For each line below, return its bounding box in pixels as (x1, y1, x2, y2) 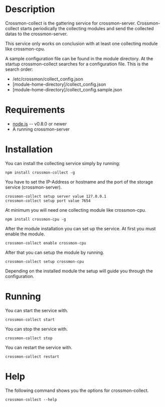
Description (5, 4, 55, 15)
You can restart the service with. (5, 344, 73, 350)
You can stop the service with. (5, 326, 68, 332)
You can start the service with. (5, 307, 69, 313)
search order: (5, 66, 34, 72)
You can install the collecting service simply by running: (5, 160, 120, 166)
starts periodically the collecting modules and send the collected (20, 25, 154, 31)
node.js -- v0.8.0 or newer (12, 120, 67, 126)
